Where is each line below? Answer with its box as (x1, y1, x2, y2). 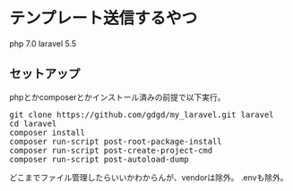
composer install (9, 127, 85, 137)
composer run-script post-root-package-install (9, 136, 222, 146)
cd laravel (9, 118, 57, 129)
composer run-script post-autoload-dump (9, 154, 190, 164)
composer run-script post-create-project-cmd (9, 145, 213, 155)
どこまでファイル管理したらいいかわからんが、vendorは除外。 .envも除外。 (9, 171, 289, 183)
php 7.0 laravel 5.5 (9, 37, 77, 49)
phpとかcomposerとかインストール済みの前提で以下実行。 (9, 91, 226, 103)
